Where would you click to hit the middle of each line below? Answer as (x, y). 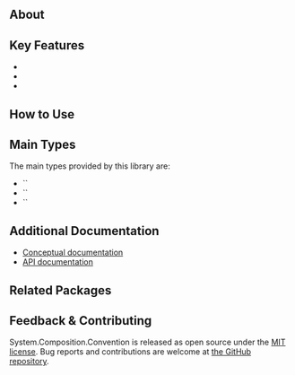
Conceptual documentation (73, 253)
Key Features (47, 45)
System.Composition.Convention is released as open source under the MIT (147, 342)
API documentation (58, 262)
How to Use (42, 114)
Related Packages (61, 290)
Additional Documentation (84, 231)
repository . (29, 362)
